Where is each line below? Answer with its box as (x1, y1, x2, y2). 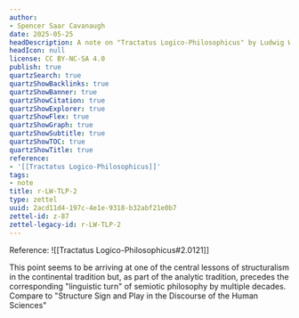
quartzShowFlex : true (9, 112, 90, 121)
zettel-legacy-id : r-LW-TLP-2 (9, 220, 122, 229)
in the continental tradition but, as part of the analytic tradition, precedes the (9, 271, 289, 281)
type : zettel (9, 195, 58, 205)
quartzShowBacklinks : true (9, 79, 109, 88)
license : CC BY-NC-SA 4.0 (9, 54, 105, 63)
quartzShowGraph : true (9, 121, 93, 130)
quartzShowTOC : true (9, 137, 86, 146)
